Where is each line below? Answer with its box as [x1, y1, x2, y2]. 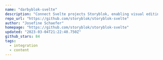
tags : [5, 39, 16, 44]
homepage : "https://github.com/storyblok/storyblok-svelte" [5, 25, 130, 30]
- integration [9, 43, 38, 48]
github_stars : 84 [5, 34, 40, 39]
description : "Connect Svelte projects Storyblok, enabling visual [5, 12, 145, 16]
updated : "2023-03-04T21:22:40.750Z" [5, 30, 81, 34]
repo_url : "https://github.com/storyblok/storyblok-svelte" [5, 16, 130, 21]
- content [9, 47, 29, 52]
